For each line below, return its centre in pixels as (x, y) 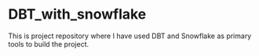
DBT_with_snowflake (77, 14)
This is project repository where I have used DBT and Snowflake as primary (130, 36)
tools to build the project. (48, 44)
